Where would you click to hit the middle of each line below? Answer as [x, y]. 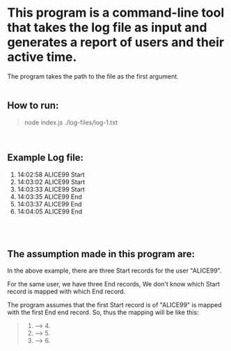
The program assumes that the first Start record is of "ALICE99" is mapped [114, 305]
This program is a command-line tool [116, 13]
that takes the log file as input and [107, 27]
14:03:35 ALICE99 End [49, 197]
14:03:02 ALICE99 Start [51, 181]
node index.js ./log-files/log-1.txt [71, 122]
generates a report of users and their [116, 42]
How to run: [33, 106]
